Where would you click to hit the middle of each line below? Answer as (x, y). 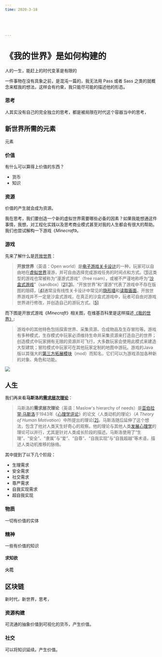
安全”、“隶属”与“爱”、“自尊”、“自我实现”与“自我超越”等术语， (90, 438)
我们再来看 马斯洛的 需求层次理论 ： (39, 398)
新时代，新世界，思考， (28, 599)
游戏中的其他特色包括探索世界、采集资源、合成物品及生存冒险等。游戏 (87, 329)
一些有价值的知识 (22, 546)
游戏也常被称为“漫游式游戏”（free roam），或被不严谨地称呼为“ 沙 (90, 278)
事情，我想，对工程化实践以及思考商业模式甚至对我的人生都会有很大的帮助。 (81, 225)
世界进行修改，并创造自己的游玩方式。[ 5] (58, 302)
